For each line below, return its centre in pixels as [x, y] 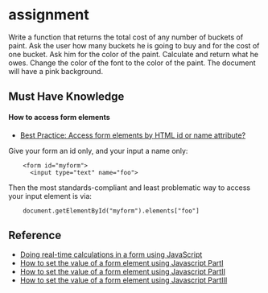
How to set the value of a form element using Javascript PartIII [124, 280]
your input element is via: [50, 196]
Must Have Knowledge [66, 97]
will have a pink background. [56, 71]
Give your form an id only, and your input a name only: [98, 151]
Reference [35, 235]
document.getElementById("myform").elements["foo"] [111, 211]
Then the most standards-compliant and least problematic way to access [130, 188]
